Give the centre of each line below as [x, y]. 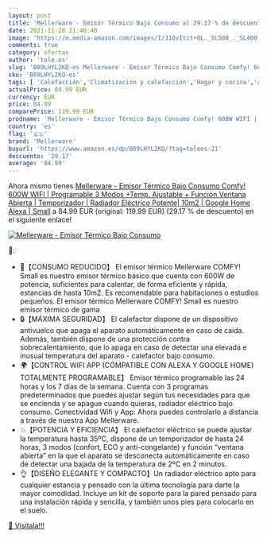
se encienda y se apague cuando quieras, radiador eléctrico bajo [126, 404]
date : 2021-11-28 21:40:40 [53, 30]
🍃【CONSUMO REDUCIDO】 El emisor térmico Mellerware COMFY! [130, 267]
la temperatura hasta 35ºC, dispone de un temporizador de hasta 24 [132, 439]
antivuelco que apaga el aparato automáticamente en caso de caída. [132, 331]
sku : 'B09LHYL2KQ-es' [44, 75]
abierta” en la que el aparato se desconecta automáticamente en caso [135, 456]
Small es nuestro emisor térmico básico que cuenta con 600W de [127, 276]
